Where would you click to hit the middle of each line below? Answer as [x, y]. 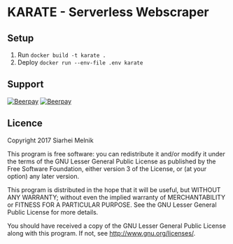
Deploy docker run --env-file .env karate [80, 62]
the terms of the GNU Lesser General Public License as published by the [112, 161]
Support [26, 84]
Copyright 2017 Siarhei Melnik [50, 140]
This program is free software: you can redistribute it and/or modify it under [116, 154]
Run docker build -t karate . [62, 55]
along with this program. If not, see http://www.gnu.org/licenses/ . [101, 233]
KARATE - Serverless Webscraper [108, 12]
